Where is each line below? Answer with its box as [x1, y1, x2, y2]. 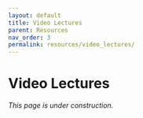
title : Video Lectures [8, 19, 82, 27]
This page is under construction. [8, 101, 114, 110]
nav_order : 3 [8, 33, 51, 42]
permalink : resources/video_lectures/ [8, 41, 135, 49]
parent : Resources [8, 26, 68, 34]
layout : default [8, 11, 61, 20]
